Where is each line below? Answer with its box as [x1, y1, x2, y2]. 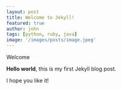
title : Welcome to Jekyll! [6, 14, 75, 21]
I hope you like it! [6, 77, 49, 84]
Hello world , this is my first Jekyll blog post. [6, 65, 117, 72]
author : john [6, 25, 39, 32]
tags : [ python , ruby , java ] [6, 31, 78, 37]
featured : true [6, 20, 45, 26]
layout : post [6, 8, 39, 15]
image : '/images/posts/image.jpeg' [6, 37, 97, 43]
